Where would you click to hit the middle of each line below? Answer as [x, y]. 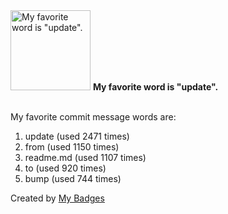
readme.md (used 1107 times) [85, 157]
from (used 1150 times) [72, 147]
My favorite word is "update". [155, 87]
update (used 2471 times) [77, 136]
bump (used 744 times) [73, 178]
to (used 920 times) [65, 168]
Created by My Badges [57, 198]
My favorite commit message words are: [93, 117]
